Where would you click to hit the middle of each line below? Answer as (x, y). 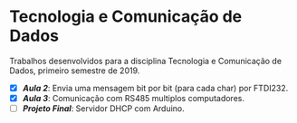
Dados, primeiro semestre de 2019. (75, 71)
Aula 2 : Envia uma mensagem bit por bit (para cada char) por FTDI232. (155, 88)
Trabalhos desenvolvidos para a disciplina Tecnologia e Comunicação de (146, 61)
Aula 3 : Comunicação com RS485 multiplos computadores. (133, 98)
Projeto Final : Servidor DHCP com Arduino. (104, 109)
